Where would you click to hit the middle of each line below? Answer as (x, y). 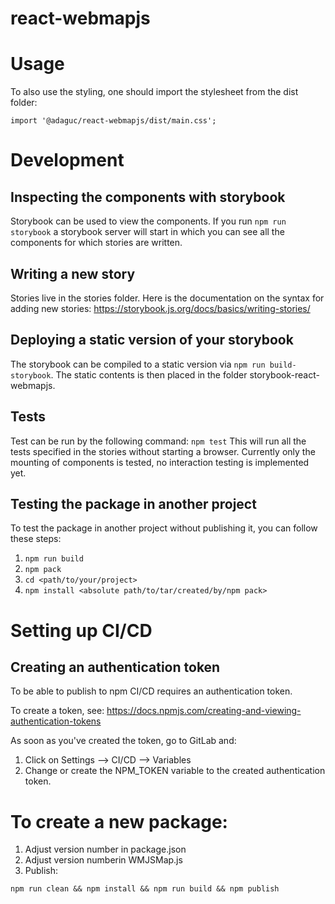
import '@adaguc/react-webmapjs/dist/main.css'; (113, 121)
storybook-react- (284, 374)
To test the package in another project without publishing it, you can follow (164, 528)
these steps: (36, 539)
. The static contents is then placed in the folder (149, 374)
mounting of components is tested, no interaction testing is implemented (160, 462)
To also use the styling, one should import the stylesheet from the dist (154, 92)
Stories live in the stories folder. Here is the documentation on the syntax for (167, 298)
